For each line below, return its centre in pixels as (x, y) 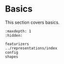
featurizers (17, 44)
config (12, 52)
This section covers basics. (32, 22)
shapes (12, 57)
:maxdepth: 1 (18, 31)
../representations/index (31, 48)
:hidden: (14, 35)
